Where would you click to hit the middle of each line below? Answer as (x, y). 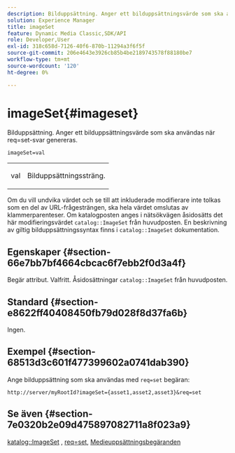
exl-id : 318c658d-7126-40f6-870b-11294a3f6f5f (76, 46)
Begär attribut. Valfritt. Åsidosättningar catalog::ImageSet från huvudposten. (117, 280)
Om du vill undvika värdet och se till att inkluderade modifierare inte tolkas (114, 200)
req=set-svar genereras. (43, 140)
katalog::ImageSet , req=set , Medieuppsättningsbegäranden (94, 442)
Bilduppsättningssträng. (66, 176)
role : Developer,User (39, 40)
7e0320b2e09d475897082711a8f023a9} (99, 425)
